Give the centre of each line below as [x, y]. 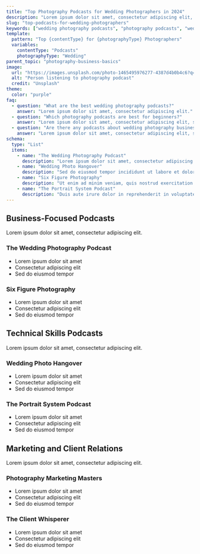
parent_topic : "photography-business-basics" [63, 61]
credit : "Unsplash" [36, 84]
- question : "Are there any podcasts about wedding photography [93, 128]
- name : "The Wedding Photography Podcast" [72, 155]
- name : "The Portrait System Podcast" [66, 189]
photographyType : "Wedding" [51, 56]
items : [20, 150]
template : [18, 34]
